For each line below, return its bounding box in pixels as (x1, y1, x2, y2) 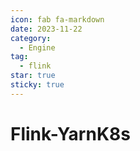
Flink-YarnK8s (10, 122, 131, 145)
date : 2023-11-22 (10, 24, 83, 34)
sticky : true (10, 80, 65, 90)
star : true (10, 71, 56, 81)
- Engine (19, 42, 56, 53)
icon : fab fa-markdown (10, 14, 105, 25)
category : (10, 33, 52, 43)
